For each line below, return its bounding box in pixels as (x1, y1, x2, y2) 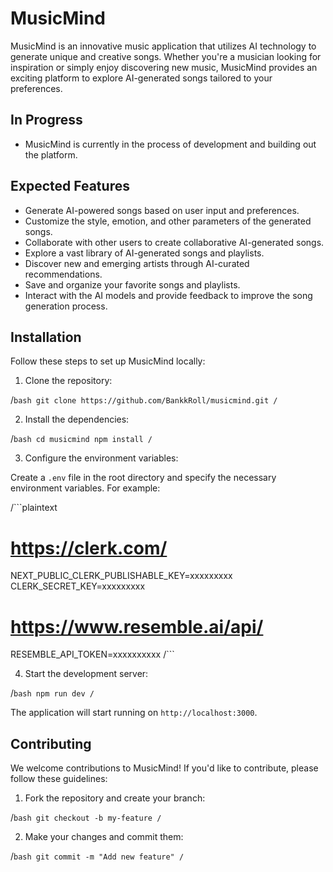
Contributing (10, 735, 92, 752)
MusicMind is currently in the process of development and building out (24, 138, 317, 150)
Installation (10, 328, 82, 346)
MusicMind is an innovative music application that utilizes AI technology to (10, 40, 317, 52)
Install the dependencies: (24, 413, 130, 426)
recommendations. (24, 268, 103, 280)
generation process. (24, 300, 108, 312)
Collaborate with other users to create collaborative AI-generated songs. (24, 236, 325, 248)
